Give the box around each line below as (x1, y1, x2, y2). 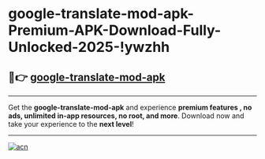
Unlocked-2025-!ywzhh (8, 39, 170, 56)
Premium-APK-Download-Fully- (8, 21, 222, 39)
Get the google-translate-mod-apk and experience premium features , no (8, 103, 252, 112)
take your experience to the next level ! (8, 120, 134, 128)
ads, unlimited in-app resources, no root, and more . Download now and (8, 111, 244, 120)
